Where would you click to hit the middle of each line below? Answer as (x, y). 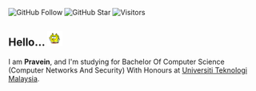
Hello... (27, 43)
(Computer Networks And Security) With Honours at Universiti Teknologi (128, 70)
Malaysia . (24, 78)
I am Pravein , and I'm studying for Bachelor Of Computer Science (117, 61)
